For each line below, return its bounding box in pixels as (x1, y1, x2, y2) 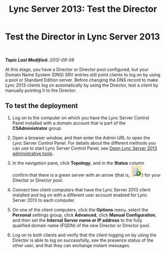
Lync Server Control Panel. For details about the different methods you (12, 140, 156, 146)
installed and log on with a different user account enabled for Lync (12, 192, 148, 198)
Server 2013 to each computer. (12, 197, 76, 203)
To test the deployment (5, 102, 78, 110)
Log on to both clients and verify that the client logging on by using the (12, 232, 157, 238)
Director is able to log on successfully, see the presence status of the (12, 237, 154, 243)
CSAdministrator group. (12, 125, 62, 131)
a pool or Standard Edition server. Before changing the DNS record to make (5, 77, 158, 83)
